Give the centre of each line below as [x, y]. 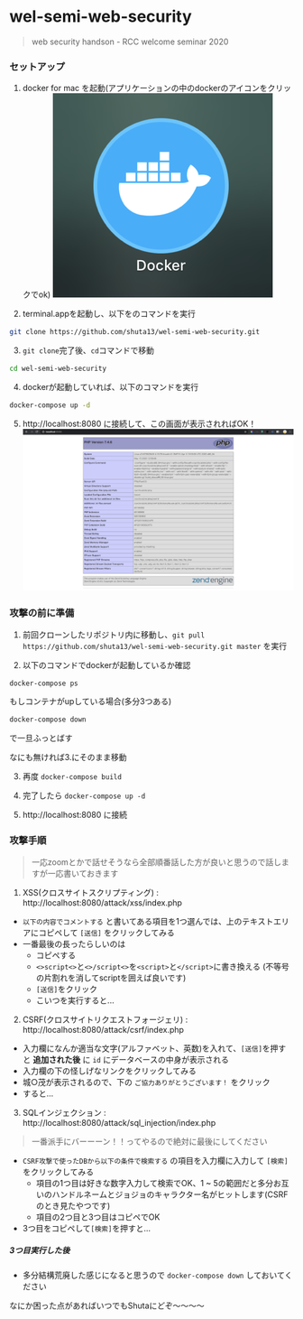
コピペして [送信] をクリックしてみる [106, 933]
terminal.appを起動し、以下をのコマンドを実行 [109, 314]
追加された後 [57, 1059]
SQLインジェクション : [64, 1112]
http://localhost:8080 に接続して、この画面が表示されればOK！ [139, 423]
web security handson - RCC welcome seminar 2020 [130, 42]
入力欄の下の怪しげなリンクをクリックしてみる [109, 1071]
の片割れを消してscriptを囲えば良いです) [111, 978]
